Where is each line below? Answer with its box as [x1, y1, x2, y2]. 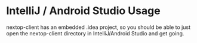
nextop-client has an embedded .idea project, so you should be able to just [6, 24, 191, 31]
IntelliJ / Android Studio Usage [6, 4, 161, 18]
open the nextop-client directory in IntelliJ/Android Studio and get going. [6, 29, 184, 37]
